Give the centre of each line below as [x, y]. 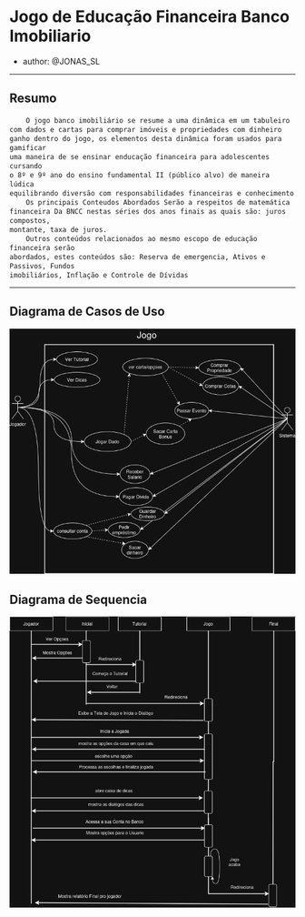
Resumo [33, 99]
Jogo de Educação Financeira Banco [150, 17]
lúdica [22, 184]
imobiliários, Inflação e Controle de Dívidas [99, 275]
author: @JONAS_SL [61, 61]
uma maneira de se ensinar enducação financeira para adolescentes [140, 156]
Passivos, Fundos [42, 266]
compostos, [30, 220]
